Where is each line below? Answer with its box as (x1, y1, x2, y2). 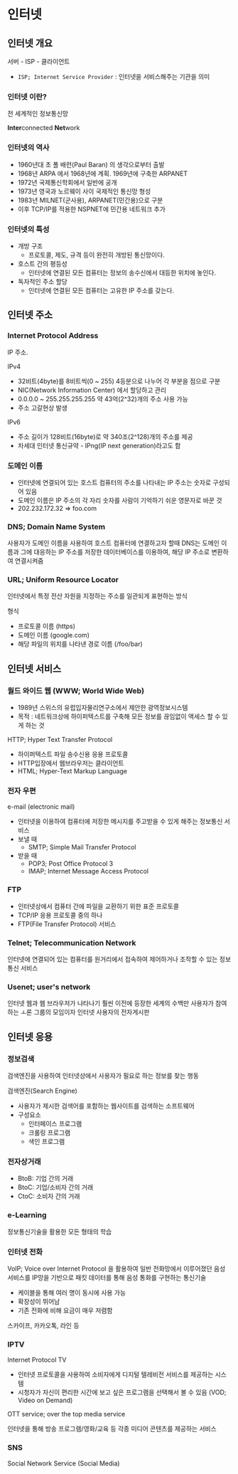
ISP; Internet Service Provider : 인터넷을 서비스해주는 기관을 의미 (17, 73, 210, 80)
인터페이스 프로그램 (28, 1120, 82, 1128)
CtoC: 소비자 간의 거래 (17, 1192, 80, 1201)
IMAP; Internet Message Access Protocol (28, 867, 149, 876)
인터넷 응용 (7, 1031, 53, 1043)
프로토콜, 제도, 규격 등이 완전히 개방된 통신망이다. (28, 250, 165, 259)
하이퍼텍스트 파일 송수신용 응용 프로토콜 (17, 750, 129, 758)
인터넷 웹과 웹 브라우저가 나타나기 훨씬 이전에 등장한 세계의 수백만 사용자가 (7, 999, 215, 1007)
